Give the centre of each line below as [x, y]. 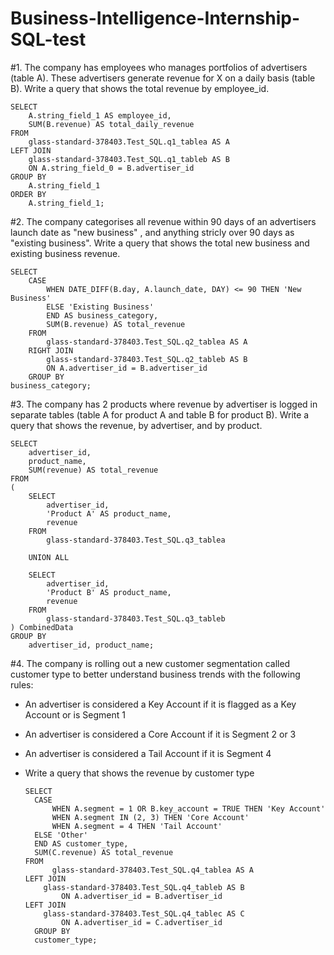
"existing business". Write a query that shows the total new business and [160, 243]
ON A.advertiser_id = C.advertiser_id [142, 922]
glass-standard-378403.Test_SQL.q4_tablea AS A [152, 870]
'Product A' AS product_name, [109, 513]
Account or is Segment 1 [75, 714]
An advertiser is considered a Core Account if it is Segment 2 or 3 [160, 734]
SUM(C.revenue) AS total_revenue [104, 852]
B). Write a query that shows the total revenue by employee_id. [140, 88]
